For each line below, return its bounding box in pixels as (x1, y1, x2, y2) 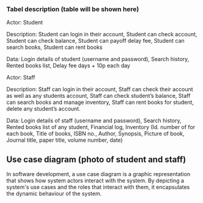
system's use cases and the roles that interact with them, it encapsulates (6, 183, 190, 191)
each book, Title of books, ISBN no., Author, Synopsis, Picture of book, (6, 130, 185, 138)
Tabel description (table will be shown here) (6, 5, 139, 13)
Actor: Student (6, 19, 43, 26)
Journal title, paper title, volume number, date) (6, 136, 124, 144)
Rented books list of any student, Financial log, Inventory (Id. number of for (6, 124, 196, 131)
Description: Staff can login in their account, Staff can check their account (6, 86, 194, 93)
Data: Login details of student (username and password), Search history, (6, 56, 190, 63)
